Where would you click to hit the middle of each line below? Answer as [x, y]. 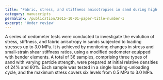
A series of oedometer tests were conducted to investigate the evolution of [80, 37]
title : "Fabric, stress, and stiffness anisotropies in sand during [76, 9]
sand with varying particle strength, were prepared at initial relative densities [81, 62]
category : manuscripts [28, 14]
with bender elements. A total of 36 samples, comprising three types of [76, 57]
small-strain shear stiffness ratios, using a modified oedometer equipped [78, 52]
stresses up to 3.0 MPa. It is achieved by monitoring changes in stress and [79, 47]
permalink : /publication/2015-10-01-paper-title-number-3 [65, 18]
